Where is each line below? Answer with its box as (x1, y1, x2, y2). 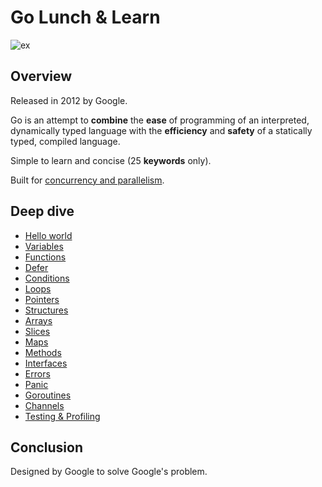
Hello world (24, 229, 73, 241)
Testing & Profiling (24, 410, 101, 422)
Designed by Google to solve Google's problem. (10, 466, 208, 478)
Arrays (24, 314, 53, 326)
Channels (24, 399, 65, 411)
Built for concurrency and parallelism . (10, 174, 165, 186)
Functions (24, 251, 67, 263)
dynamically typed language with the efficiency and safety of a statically (10, 124, 313, 136)
